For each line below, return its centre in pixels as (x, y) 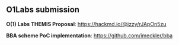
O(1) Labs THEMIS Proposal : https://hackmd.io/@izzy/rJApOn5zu (86, 24)
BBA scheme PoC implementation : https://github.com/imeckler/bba (89, 36)
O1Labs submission (43, 10)
